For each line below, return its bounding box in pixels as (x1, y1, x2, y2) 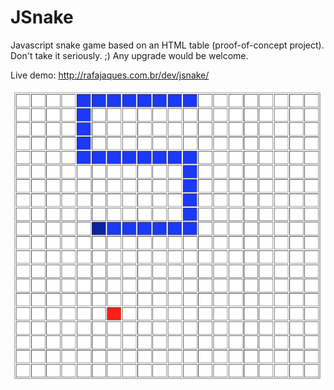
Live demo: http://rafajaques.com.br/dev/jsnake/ (10, 69, 210, 81)
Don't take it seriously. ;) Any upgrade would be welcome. (10, 49, 249, 61)
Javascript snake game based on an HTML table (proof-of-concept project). (10, 39, 325, 51)
